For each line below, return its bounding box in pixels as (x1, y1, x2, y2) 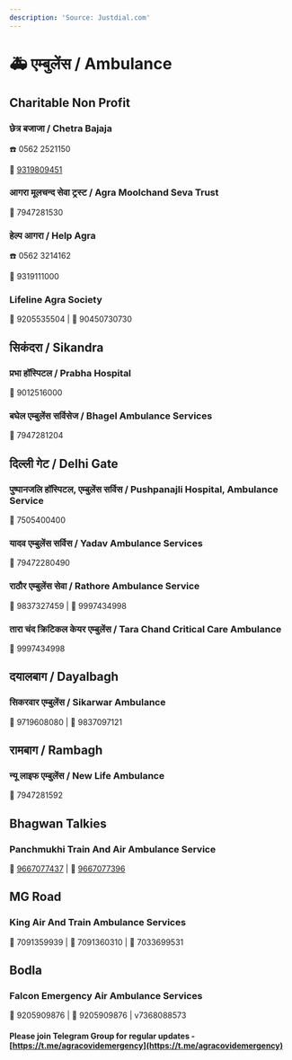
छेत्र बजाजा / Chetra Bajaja (9, 122, 112, 135)
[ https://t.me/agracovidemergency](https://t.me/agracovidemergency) (9, 1039, 284, 1051)
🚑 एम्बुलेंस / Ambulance (9, 53, 173, 74)
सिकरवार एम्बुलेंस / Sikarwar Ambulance (9, 696, 166, 709)
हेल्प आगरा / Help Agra (9, 229, 96, 242)
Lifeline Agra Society (9, 294, 102, 306)
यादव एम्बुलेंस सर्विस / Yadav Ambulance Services (9, 536, 204, 549)
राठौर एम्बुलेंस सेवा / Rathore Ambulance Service (9, 580, 200, 593)
